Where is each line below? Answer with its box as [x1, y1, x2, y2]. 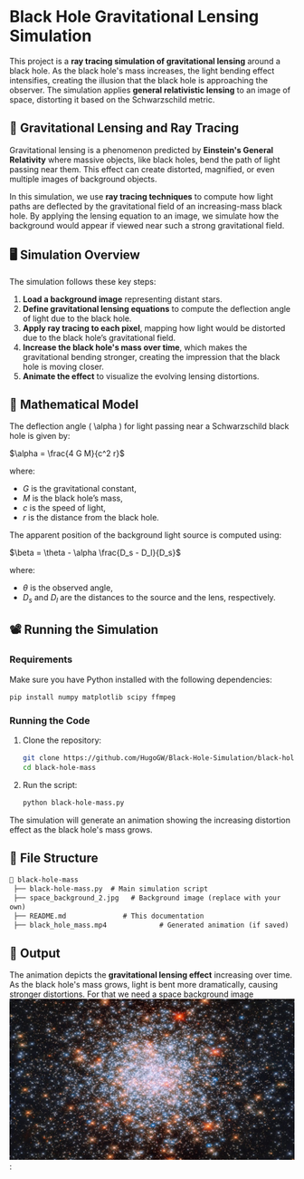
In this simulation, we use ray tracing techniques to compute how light [9, 190, 273, 201]
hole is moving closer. [22, 361, 104, 372]
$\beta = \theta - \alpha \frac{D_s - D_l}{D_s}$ [9, 547, 181, 559]
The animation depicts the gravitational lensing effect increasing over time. [9, 970, 292, 980]
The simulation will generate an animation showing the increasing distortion [9, 814, 291, 825]
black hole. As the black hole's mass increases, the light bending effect [9, 65, 275, 76]
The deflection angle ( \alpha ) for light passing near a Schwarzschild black [9, 421, 290, 432]
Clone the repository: [22, 735, 102, 745]
